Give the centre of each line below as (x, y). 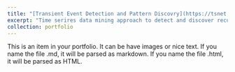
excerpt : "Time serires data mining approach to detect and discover (111, 20)
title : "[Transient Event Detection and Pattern (79, 14)
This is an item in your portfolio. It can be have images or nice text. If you (112, 47)
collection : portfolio (40, 27)
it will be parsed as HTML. (45, 62)
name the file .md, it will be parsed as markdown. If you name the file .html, (115, 54)
